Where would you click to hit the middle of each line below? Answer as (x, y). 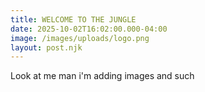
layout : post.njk (46, 47)
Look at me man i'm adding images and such (102, 76)
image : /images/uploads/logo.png (80, 38)
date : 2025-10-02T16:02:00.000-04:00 (89, 29)
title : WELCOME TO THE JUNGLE (73, 19)
